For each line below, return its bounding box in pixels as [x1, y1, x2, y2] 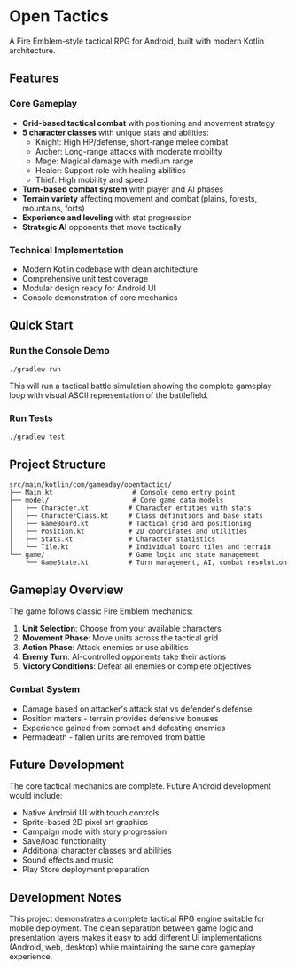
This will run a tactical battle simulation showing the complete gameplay [9, 380, 272, 392]
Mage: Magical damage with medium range [35, 155, 194, 166]
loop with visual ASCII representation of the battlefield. [9, 390, 209, 401]
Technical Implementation [9, 243, 124, 256]
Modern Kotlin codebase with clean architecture [21, 264, 198, 274]
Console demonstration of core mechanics [21, 291, 178, 303]
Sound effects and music [21, 855, 113, 865]
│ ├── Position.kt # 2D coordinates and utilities [9, 527, 248, 537]
